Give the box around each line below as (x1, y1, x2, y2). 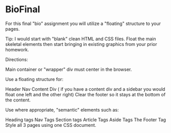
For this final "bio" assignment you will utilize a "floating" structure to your (5, 20, 161, 26)
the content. (5, 97, 31, 103)
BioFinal (5, 4, 40, 15)
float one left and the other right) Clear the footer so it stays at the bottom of (5, 91, 166, 97)
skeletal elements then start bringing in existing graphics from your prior (5, 41, 157, 47)
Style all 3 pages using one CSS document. (5, 122, 96, 128)
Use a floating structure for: (5, 76, 64, 82)
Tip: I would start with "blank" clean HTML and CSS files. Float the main (5, 36, 157, 42)
